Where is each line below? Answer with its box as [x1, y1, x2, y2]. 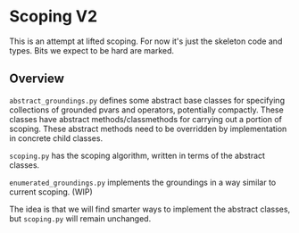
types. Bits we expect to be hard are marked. [9, 45, 175, 55]
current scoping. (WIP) [9, 186, 94, 197]
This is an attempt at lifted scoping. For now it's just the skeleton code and [9, 36, 283, 46]
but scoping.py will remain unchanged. [9, 212, 152, 224]
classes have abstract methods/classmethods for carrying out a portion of [9, 113, 283, 124]
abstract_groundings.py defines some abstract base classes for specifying [9, 95, 286, 105]
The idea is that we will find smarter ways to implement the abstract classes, [9, 204, 291, 214]
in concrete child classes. [9, 132, 104, 144]
